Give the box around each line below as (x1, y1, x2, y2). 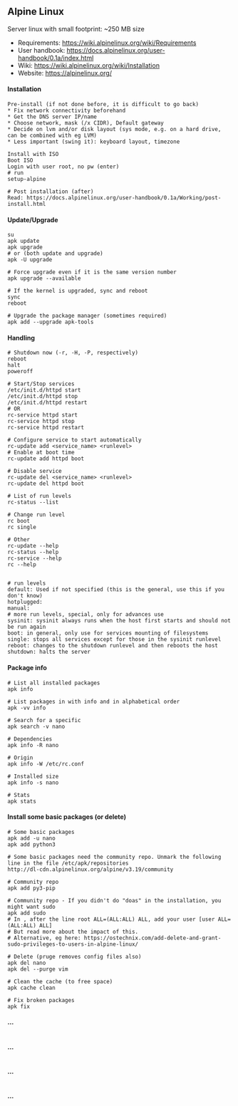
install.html (7, 201, 46, 208)
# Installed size (7, 773, 59, 780)
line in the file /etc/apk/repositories (7, 860, 130, 867)
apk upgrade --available (7, 275, 81, 282)
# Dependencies (7, 735, 53, 743)
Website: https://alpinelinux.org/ (17, 68, 113, 77)
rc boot (7, 518, 31, 525)
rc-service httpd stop (7, 418, 75, 425)
